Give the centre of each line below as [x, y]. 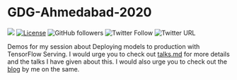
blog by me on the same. [44, 69]
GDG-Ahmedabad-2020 [80, 12]
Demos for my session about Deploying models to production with [104, 46]
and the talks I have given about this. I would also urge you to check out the [117, 62]
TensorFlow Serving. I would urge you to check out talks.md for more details [118, 54]
